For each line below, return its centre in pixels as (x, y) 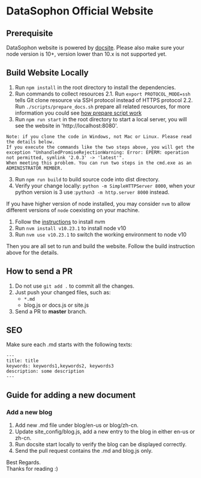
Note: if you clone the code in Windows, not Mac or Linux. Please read (99, 136)
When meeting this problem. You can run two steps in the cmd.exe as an (99, 163)
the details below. (31, 142)
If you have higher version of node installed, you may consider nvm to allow (98, 204)
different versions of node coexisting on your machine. (73, 210)
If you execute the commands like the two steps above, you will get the (100, 147)
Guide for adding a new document (71, 395)
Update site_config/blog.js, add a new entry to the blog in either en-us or (105, 432)
